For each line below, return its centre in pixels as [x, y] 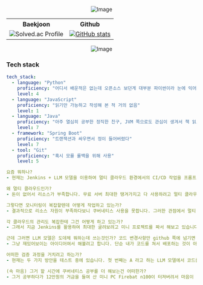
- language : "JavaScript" [44, 100]
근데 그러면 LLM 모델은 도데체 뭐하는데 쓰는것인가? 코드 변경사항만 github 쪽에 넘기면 [101, 239]
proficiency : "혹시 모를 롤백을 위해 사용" [66, 156]
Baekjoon [36, 24]
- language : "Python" [39, 83]
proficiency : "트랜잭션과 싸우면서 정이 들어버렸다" [75, 139]
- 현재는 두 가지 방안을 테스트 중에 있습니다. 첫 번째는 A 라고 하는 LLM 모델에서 [95, 260]
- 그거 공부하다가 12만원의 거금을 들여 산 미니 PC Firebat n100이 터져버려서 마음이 [100, 277]
